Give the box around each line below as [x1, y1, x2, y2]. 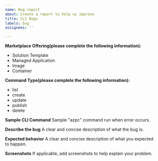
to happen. [5, 141, 27, 147]
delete [12, 108, 25, 114]
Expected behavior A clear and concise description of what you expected [5, 136, 154, 142]
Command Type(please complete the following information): [5, 78, 130, 83]
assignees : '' [5, 25, 34, 30]
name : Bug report [5, 7, 40, 12]
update [12, 97, 27, 103]
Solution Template [12, 52, 49, 59]
